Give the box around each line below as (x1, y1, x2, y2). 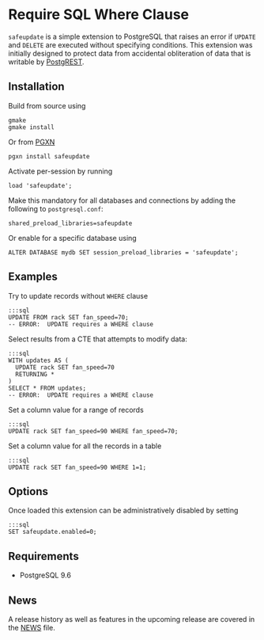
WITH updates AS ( (8, 356, 69, 364)
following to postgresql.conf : (8, 204, 104, 213)
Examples (8, 270, 58, 284)
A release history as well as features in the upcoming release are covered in (8, 615, 255, 623)
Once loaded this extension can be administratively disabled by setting (8, 505, 239, 516)
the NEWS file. (8, 623, 55, 632)
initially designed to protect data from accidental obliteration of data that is (8, 48, 251, 58)
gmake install (8, 123, 55, 131)
